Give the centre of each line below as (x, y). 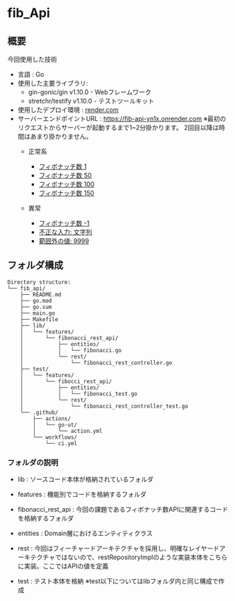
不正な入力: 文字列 (65, 232)
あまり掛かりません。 (61, 136)
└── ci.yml (61, 443)
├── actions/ (52, 419)
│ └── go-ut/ (55, 425)
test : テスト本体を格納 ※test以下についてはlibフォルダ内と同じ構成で (118, 581)
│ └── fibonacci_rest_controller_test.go (104, 406)
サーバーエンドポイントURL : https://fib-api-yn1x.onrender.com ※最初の (122, 119)
